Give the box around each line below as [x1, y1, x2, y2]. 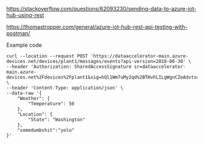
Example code [6, 42, 42, 48]
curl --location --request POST [6, 53, 88, 59]
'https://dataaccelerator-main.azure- [90, 53, 189, 59]
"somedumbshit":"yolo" [17, 127, 75, 133]
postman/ [6, 30, 30, 37]
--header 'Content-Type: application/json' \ [6, 85, 123, 91]
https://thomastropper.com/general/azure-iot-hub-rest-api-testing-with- [6, 24, 188, 30]
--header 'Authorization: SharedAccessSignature [6, 64, 132, 70]
